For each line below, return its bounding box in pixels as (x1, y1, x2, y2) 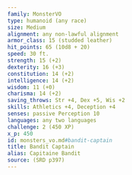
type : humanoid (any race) (7, 17, 87, 24)
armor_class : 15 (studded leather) (7, 37, 113, 44)
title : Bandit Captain (7, 144, 75, 151)
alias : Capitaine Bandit (7, 150, 81, 157)
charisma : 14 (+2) (7, 90, 62, 97)
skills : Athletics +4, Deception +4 (7, 104, 116, 111)
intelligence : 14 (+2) (7, 76, 75, 84)
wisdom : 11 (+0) (7, 84, 55, 91)
